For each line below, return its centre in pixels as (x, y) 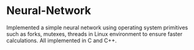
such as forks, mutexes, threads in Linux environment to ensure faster (94, 34)
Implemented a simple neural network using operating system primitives (97, 27)
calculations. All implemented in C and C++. (62, 40)
